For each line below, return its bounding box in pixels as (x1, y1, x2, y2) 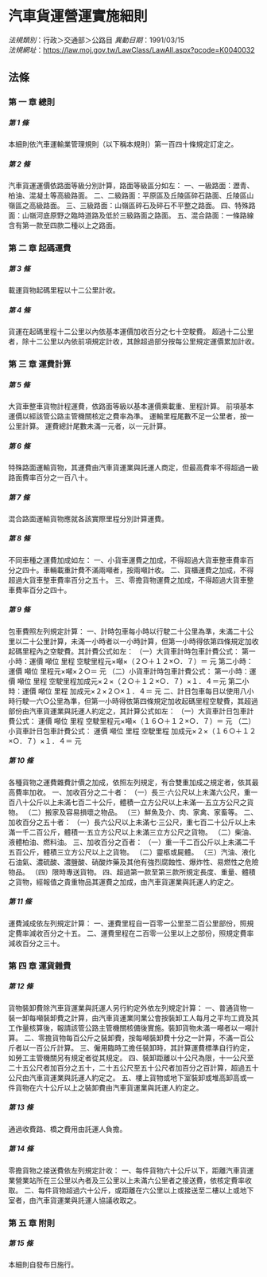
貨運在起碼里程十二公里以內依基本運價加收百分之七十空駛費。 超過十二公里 (8, 327, 254, 336)
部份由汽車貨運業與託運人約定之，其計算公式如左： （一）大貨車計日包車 (8, 706, 247, 716)
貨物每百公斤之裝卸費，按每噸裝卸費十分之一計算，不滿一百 (51, 1033, 247, 1043)
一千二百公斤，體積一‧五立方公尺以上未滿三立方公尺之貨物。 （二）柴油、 (14, 827, 256, 837)
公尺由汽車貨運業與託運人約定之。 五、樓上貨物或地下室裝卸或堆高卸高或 (8, 1073, 247, 1083)
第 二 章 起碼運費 (8, 242, 72, 253)
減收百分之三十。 (8, 938, 64, 948)
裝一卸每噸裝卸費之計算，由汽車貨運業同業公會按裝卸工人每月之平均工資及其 (8, 1013, 259, 1023)
